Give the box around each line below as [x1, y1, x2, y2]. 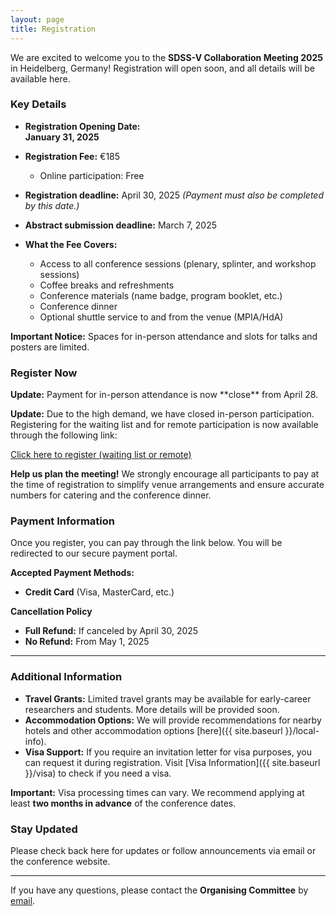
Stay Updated [10, 822, 78, 836]
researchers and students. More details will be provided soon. [24, 703, 280, 715]
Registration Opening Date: [24, 120, 141, 132]
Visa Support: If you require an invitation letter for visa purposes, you [24, 746, 312, 758]
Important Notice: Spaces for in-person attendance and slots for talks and [10, 330, 318, 342]
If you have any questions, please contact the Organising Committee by [10, 884, 309, 896]
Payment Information [10, 514, 116, 528]
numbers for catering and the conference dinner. [10, 489, 212, 501]
